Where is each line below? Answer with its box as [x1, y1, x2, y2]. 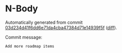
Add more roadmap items [5, 44, 55, 49]
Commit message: [5, 34, 42, 40]
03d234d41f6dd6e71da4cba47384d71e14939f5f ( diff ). [5, 24, 118, 30]
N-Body [5, 3, 38, 14]
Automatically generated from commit [5, 19, 83, 25]
